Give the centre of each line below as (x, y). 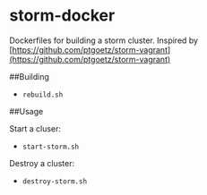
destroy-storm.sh (55, 181)
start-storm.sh (51, 147)
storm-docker (62, 16)
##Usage (26, 111)
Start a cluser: (35, 128)
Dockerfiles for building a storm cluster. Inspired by (104, 40)
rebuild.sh (43, 95)
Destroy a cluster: (42, 163)
